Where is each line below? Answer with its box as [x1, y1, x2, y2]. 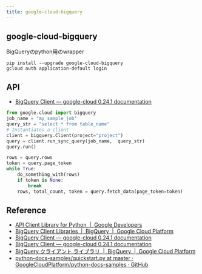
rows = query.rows [6, 155, 53, 161]
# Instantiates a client [6, 127, 69, 133]
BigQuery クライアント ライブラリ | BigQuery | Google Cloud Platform [15, 248, 196, 255]
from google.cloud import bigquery [6, 110, 96, 116]
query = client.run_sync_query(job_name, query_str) [6, 138, 146, 144]
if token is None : [17, 177, 64, 183]
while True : [6, 166, 36, 172]
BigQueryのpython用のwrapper [6, 48, 84, 55]
